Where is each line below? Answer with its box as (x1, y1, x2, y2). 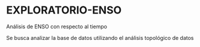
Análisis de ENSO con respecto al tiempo (6, 23, 108, 30)
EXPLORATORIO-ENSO (6, 4, 122, 17)
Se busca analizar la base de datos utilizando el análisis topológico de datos (6, 34, 194, 41)
